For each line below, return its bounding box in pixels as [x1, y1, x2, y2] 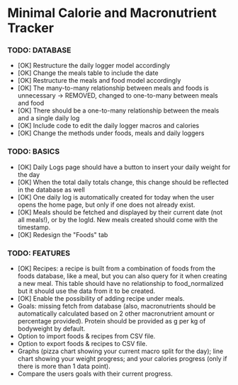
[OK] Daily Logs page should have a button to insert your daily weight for [17, 163, 231, 171]
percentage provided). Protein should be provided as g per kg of [17, 317, 206, 326]
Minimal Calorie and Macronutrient [7, 5, 217, 21]
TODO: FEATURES [7, 248, 71, 258]
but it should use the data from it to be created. [17, 287, 156, 295]
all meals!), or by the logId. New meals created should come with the [17, 215, 218, 224]
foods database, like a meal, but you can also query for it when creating [17, 272, 227, 280]
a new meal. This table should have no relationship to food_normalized [17, 280, 224, 288]
